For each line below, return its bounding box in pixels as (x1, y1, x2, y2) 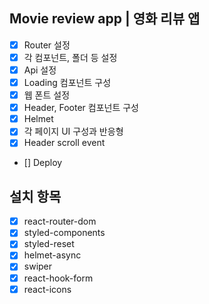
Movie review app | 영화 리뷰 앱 (9, 10, 201, 28)
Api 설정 (23, 64, 57, 76)
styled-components (23, 227, 106, 239)
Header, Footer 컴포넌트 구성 (23, 102, 139, 114)
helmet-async (23, 249, 82, 261)
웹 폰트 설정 (23, 89, 71, 101)
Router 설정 (23, 39, 71, 51)
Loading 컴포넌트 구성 (23, 77, 112, 88)
